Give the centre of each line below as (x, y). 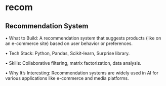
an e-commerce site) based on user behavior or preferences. (69, 44)
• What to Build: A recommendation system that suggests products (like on (83, 38)
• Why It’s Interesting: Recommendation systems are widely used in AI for (82, 73)
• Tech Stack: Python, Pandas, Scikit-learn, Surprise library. (68, 53)
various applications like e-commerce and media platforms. (67, 78)
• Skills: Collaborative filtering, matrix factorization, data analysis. (73, 63)
